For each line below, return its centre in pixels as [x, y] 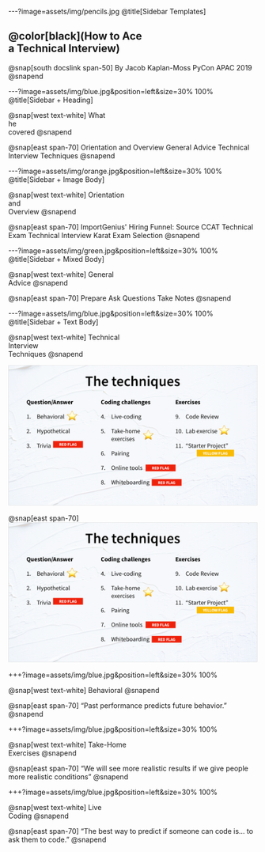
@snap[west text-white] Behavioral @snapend [84, 691]
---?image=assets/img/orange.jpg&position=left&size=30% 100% [115, 171]
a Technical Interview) [64, 49]
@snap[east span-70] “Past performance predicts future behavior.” [117, 706]
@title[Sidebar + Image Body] [57, 179]
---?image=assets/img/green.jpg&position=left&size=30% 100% [114, 250]
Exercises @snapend [42, 753]
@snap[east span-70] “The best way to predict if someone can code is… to [131, 831]
